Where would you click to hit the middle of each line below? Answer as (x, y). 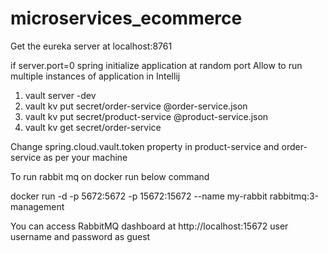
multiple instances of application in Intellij (95, 76)
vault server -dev (60, 95)
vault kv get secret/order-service (93, 127)
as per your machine (85, 157)
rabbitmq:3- (294, 196)
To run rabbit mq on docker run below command (110, 176)
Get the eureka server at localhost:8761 (91, 46)
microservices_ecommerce (126, 18)
